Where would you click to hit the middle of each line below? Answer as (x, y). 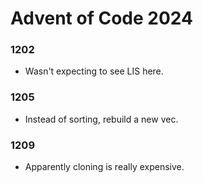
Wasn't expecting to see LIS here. (94, 71)
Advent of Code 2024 (101, 18)
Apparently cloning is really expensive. (104, 167)
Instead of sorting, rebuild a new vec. (101, 119)
